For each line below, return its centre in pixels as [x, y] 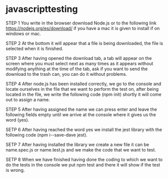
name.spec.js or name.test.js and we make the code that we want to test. [81, 150]
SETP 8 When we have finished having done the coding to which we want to [84, 159]
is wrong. [15, 170]
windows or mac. [23, 33]
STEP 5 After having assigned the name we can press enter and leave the [81, 109]
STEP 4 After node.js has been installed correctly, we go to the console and [83, 84]
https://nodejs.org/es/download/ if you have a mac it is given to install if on [83, 28]
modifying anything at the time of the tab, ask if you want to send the [77, 69]
